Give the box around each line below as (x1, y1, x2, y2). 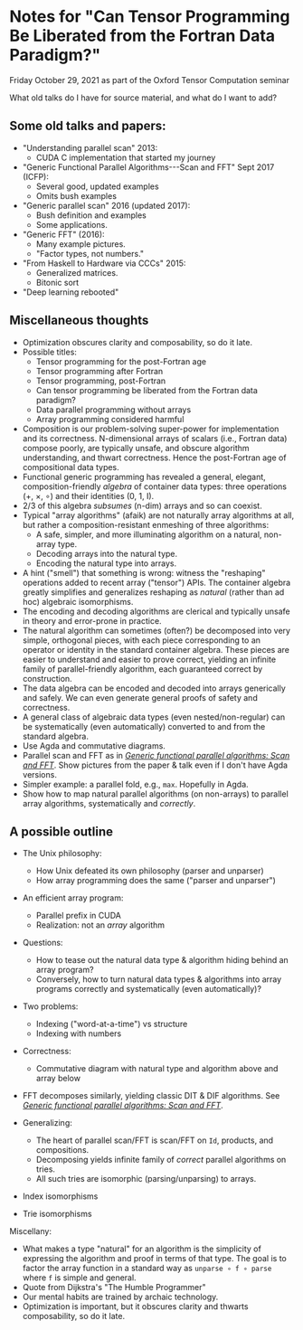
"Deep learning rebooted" (22, 287, 119, 297)
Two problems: (22, 1001, 79, 1012)
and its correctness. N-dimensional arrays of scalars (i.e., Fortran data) (22, 432, 288, 444)
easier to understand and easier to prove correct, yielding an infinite (22, 654, 277, 665)
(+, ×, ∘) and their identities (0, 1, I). (22, 490, 155, 501)
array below (35, 1073, 81, 1084)
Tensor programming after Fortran (35, 365, 164, 376)
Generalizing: (22, 1118, 72, 1128)
